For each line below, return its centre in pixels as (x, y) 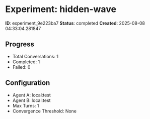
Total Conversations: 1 (35, 56)
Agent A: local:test (32, 95)
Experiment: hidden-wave (61, 9)
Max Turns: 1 (26, 105)
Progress (20, 44)
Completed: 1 (26, 62)
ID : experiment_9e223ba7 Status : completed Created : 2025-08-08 (75, 23)
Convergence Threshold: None (45, 111)
